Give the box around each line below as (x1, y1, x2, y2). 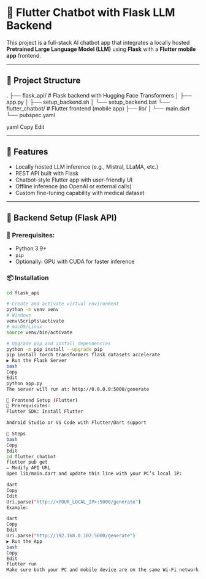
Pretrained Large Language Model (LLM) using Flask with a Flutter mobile (6, 45, 196, 53)
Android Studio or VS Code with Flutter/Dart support (6, 420, 147, 426)
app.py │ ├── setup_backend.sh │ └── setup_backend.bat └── (6, 98, 170, 105)
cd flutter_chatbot (6, 453, 56, 459)
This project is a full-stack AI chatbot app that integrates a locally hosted (6, 39, 190, 46)
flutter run (6, 561, 37, 567)
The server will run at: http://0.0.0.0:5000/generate (6, 386, 150, 392)
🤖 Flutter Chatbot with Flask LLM (6, 6, 175, 20)
